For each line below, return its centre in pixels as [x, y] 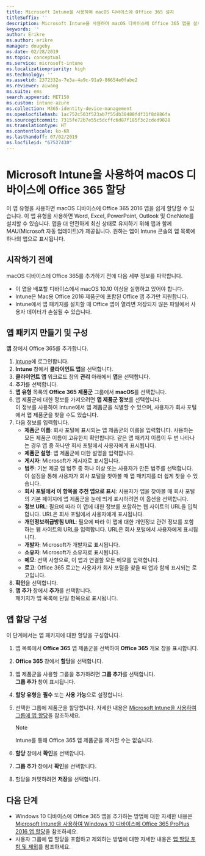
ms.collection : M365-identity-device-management [69, 108]
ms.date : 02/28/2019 [33, 52]
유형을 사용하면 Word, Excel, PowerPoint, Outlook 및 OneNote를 [115, 216]
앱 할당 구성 [27, 619]
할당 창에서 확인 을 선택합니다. [50, 753]
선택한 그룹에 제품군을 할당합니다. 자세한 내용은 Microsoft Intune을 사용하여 [106, 708]
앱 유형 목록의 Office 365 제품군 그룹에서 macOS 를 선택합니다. [91, 392]
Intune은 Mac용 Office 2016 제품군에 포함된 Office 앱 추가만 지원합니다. [102, 296]
